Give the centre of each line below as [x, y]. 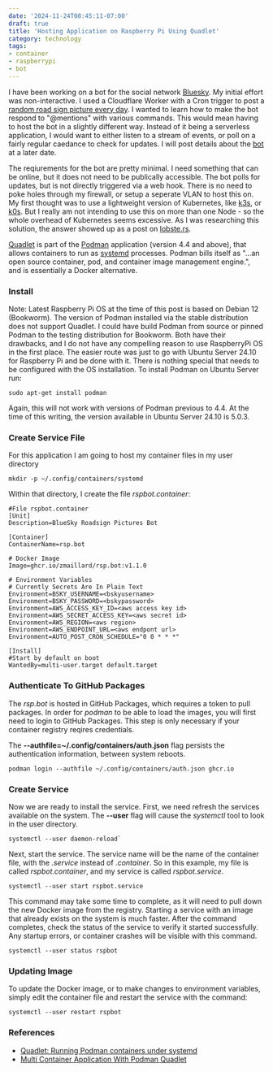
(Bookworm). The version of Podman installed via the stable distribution [128, 318]
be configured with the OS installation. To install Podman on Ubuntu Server [134, 370]
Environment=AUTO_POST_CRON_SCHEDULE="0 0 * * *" [94, 637]
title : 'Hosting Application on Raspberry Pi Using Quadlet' [114, 31]
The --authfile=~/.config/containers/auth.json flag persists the [117, 745]
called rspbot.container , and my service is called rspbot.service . [116, 871]
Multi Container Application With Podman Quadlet [103, 1059]
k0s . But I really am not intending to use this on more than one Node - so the [136, 211]
